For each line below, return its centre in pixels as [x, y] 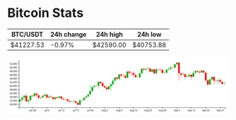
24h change [69, 35]
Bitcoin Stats [46, 13]
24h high [110, 35]
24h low [149, 35]
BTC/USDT [28, 35]
